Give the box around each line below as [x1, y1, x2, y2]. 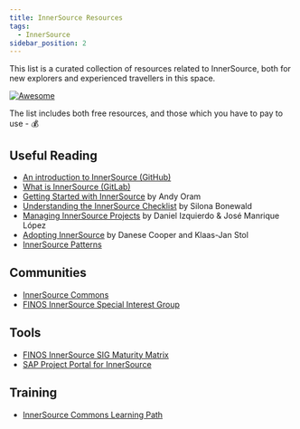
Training [9, 386, 58, 401]
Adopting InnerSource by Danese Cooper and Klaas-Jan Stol [22, 230, 248, 241]
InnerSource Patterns [22, 239, 102, 250]
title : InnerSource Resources [9, 13, 124, 23]
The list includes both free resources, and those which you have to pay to [9, 108, 283, 119]
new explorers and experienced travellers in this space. [9, 73, 216, 84]
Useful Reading [9, 148, 98, 163]
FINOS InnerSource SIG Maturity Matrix [22, 349, 169, 360]
